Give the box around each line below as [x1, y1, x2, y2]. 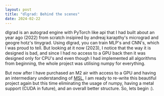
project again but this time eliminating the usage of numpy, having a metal [5, 80, 154, 86]
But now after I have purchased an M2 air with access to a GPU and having [5, 70, 156, 76]
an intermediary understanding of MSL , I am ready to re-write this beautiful [5, 75, 157, 81]
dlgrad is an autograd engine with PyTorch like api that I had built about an [5, 30, 155, 36]
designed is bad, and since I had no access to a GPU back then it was [5, 50, 146, 56]
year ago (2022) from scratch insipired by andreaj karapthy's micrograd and [5, 35, 159, 40]
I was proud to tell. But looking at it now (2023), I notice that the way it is [5, 45, 151, 51]
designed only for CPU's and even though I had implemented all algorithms [5, 56, 157, 61]
